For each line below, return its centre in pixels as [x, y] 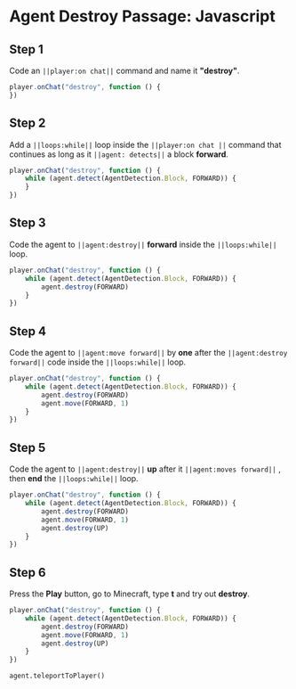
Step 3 [28, 223]
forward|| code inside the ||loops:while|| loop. [98, 362]
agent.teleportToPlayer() [57, 676]
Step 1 [27, 49]
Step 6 [28, 572]
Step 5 [28, 447]
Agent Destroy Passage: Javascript [142, 16]
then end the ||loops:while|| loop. [74, 479]
